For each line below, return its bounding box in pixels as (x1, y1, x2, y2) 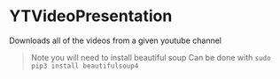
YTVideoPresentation (9, 6, 173, 26)
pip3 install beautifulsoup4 (30, 61, 139, 70)
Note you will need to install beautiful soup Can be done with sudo (30, 52, 272, 62)
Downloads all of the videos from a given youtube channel (9, 35, 222, 46)
